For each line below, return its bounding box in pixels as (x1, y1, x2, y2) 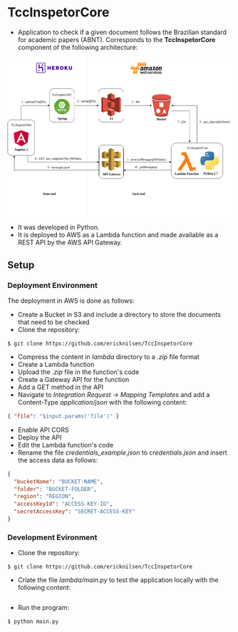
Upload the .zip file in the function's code (17, 368, 140, 376)
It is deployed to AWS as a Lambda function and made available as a (17, 231, 219, 239)
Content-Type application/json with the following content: (17, 398, 187, 406)
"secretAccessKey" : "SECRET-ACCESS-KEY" (14, 508, 135, 515)
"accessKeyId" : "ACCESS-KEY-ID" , (14, 500, 113, 508)
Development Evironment (7, 532, 98, 542)
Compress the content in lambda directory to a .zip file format (17, 352, 200, 361)
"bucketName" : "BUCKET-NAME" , (14, 478, 103, 485)
